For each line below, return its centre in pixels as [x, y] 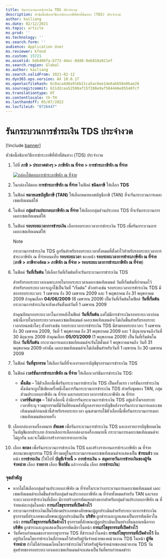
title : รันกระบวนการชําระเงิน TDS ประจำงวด [42, 10]
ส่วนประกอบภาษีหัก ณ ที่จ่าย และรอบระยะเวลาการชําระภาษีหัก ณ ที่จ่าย [77, 394]
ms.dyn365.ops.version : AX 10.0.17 [42, 79]
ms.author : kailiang [27, 70]
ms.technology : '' [25, 38]
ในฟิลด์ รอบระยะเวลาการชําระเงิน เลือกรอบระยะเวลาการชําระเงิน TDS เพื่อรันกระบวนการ [85, 226]
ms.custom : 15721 [24, 56]
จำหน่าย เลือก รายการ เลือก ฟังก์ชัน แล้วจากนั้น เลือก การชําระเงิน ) [66, 464]
